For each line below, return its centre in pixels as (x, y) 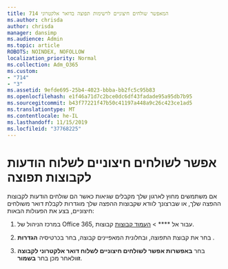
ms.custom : (23, 71)
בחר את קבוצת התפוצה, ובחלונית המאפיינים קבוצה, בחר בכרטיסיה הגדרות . (116, 237)
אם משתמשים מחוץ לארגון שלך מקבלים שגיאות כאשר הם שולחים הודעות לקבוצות (112, 196)
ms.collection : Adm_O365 (43, 65)
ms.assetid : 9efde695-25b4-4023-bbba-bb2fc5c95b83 (81, 90)
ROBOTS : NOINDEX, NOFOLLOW (46, 52)
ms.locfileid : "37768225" (44, 129)
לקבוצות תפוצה (49, 177)
